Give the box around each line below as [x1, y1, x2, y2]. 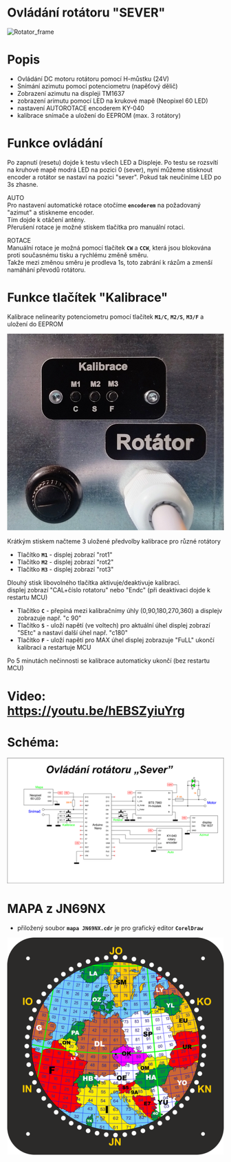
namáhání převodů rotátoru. [7, 266, 86, 274]
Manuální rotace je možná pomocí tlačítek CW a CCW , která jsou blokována [7, 243, 212, 252]
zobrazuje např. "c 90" [16, 614, 82, 622]
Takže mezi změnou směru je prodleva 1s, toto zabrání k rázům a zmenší [7, 258, 213, 266]
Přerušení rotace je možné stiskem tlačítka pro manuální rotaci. [7, 223, 186, 231]
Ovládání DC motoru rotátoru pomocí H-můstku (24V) [16, 74, 170, 83]
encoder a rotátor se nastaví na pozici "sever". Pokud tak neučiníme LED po [7, 172, 221, 181]
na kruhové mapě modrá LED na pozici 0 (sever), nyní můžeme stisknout [7, 166, 213, 174]
